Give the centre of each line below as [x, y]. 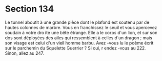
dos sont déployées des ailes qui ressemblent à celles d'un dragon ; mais [79, 38]
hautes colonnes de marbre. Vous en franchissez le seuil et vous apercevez [81, 27]
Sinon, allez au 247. [25, 53]
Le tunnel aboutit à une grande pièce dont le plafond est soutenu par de [77, 22]
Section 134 [30, 9]
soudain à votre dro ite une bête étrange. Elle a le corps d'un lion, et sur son [81, 32]
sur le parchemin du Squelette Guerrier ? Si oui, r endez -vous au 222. [76, 48]
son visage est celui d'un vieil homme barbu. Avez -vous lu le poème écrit [79, 43]
